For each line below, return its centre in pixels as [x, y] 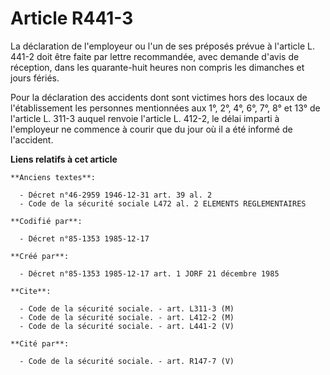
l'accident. [32, 139]
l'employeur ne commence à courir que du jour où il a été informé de [151, 129]
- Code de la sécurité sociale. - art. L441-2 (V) [127, 326]
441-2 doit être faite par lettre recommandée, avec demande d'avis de [155, 56]
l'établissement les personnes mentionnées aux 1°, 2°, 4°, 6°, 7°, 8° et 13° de [165, 108]
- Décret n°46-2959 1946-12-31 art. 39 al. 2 [116, 195]
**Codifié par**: [46, 221]
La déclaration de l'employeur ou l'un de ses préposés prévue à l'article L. [162, 46]
